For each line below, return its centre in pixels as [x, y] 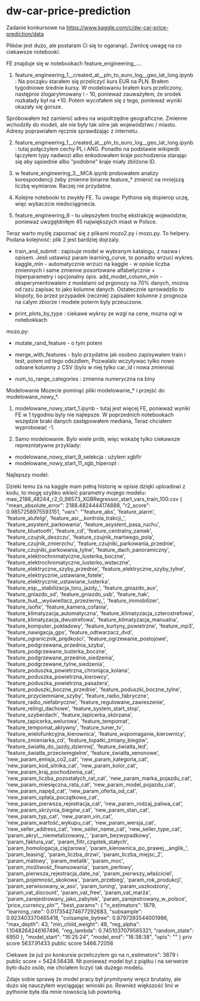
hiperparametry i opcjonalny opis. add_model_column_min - [88, 277]
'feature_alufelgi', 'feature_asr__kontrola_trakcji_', [66, 518]
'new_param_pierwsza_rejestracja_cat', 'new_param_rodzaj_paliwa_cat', [95, 803]
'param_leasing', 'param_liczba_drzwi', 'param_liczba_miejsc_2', [85, 854]
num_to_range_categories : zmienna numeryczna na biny [85, 379]
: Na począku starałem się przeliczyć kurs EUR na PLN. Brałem [92, 81]
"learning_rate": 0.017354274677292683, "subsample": [74, 911]
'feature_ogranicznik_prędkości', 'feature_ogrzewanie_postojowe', [87, 638]
